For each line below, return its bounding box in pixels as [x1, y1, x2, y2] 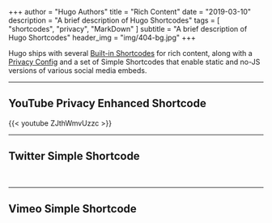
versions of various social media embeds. [8, 66, 147, 75]
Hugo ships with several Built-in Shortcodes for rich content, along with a [8, 49, 253, 58]
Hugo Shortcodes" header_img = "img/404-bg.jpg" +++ [8, 32, 196, 42]
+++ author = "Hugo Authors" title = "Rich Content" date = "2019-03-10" [8, 7, 251, 16]
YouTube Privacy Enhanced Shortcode [8, 96, 206, 110]
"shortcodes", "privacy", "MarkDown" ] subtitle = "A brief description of [8, 24, 248, 33]
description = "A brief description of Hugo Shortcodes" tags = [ [8, 15, 220, 25]
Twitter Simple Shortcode [8, 149, 140, 163]
